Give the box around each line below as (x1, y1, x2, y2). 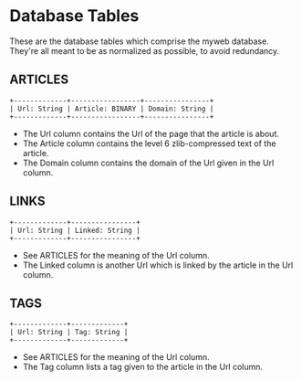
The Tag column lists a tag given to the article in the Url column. (22, 362, 263, 373)
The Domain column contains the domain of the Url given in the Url (22, 157, 275, 168)
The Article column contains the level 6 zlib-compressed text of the (22, 138, 276, 149)
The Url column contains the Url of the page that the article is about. (22, 128, 280, 139)
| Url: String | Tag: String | (9, 328, 129, 337)
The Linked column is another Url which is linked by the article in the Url (22, 259, 294, 270)
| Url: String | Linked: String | (9, 226, 141, 235)
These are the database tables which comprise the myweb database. (9, 36, 269, 47)
